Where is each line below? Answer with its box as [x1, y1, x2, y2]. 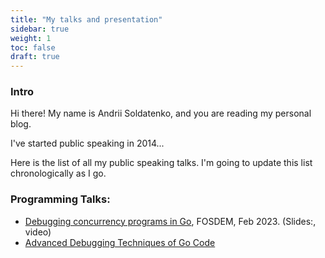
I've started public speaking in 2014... [10, 137, 165, 150]
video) [24, 226, 52, 238]
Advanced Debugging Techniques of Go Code [24, 236, 216, 248]
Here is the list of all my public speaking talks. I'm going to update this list [10, 157, 313, 169]
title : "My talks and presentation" [10, 14, 163, 25]
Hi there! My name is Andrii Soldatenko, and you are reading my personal [10, 107, 312, 120]
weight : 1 [10, 33, 52, 43]
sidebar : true [10, 24, 70, 34]
